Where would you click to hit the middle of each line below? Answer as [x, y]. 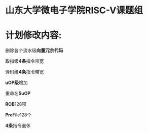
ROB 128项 [16, 104]
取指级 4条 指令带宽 [25, 61]
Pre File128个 [18, 115]
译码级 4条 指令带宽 [25, 72]
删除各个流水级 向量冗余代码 [34, 51]
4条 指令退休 [18, 126]
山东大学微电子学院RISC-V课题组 [74, 10]
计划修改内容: [33, 35]
